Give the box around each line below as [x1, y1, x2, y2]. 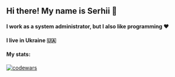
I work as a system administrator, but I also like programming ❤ [6, 22, 170, 30]
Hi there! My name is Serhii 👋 [6, 6, 117, 16]
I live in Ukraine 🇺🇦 [6, 37, 56, 44]
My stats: [6, 51, 31, 58]
